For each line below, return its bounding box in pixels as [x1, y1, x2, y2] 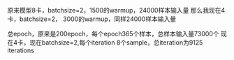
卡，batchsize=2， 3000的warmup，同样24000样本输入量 [7, 15, 177, 23]
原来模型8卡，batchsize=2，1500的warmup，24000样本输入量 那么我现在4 [7, 6, 226, 14]
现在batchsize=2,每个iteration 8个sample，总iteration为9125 [29, 38, 203, 47]
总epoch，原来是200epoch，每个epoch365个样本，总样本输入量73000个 [7, 30, 219, 38]
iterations [7, 46, 35, 54]
